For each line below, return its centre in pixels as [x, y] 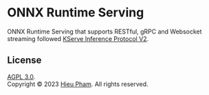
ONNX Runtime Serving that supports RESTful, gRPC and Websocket [104, 31]
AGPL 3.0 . [21, 77]
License [24, 60]
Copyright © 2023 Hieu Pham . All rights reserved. [78, 84]
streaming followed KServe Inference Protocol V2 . [78, 38]
